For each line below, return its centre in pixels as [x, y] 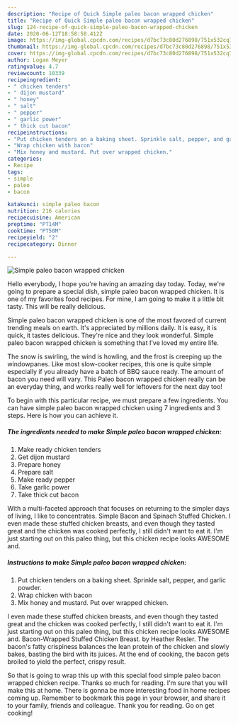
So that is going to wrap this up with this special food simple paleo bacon [114, 675]
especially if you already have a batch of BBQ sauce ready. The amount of [116, 372]
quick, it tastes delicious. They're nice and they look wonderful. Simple [110, 335]
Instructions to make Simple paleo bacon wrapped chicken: [97, 562]
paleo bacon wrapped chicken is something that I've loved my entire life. [113, 343]
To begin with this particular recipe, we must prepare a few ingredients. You [118, 400]
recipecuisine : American [44, 218]
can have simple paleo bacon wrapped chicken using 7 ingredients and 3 [114, 408]
